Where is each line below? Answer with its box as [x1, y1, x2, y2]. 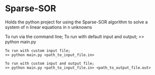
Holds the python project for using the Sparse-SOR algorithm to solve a [5, 19, 148, 25]
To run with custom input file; [5, 48, 70, 53]
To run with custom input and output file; [5, 61, 95, 66]
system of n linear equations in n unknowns [5, 24, 92, 30]
